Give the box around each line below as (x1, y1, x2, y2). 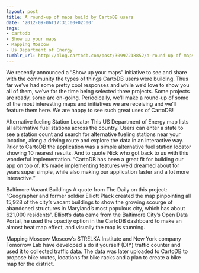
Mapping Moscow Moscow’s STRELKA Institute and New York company (6, 235, 182, 242)
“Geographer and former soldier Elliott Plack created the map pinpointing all (6, 192, 191, 199)
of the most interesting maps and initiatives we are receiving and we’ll (6, 100, 176, 107)
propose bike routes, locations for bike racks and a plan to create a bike (6, 253, 181, 261)
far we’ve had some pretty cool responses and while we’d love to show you (6, 81, 190, 89)
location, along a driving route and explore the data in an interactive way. (6, 136, 184, 144)
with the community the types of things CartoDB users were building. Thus (6, 75, 188, 82)
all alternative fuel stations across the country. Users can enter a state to (6, 124, 184, 131)
